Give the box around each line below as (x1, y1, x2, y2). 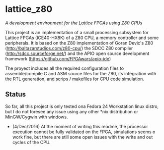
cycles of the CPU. (12, 139, 51, 145)
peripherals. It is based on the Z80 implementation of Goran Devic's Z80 (5, 40, 154, 46)
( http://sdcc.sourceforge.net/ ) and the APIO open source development (5, 50, 150, 56)
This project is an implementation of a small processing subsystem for (5, 29, 149, 35)
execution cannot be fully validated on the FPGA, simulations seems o (12, 129, 156, 135)
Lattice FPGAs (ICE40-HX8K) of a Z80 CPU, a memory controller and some (5, 35, 159, 41)
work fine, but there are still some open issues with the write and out (12, 134, 153, 140)
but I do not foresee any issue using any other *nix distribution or (5, 108, 138, 114)
